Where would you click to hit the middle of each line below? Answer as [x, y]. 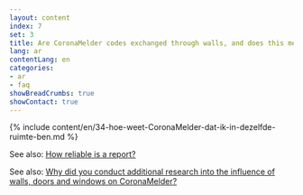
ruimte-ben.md [37, 137]
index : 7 [26, 26]
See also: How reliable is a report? [73, 154]
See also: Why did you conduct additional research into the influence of [142, 172]
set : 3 [22, 34]
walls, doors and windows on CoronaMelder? [93, 181]
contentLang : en [40, 60]
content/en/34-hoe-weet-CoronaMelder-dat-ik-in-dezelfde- [164, 127]
